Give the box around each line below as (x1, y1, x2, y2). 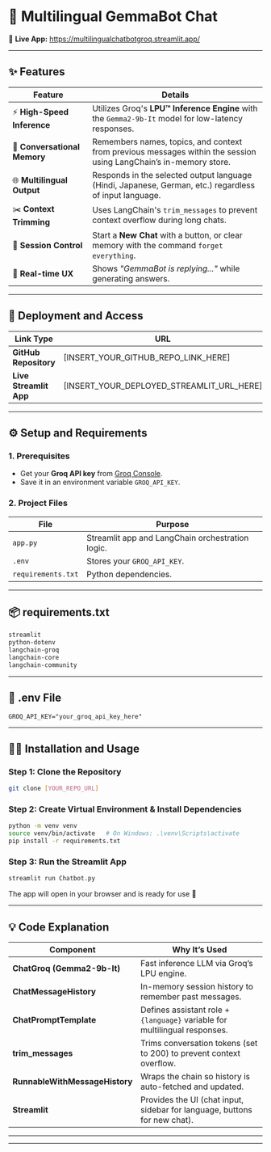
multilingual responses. (140, 1024, 228, 1036)
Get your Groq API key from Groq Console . (19, 469, 163, 479)
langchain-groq (8, 646, 60, 654)
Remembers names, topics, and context (92, 136, 243, 147)
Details (161, 89, 190, 100)
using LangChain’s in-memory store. (92, 156, 231, 167)
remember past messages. (140, 991, 242, 1002)
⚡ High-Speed (12, 107, 69, 118)
